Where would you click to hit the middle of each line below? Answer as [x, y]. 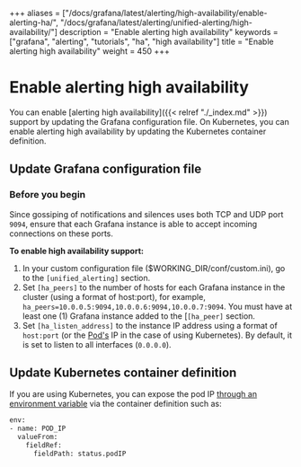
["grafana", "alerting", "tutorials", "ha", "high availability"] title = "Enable [142, 41]
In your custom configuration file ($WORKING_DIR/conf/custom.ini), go [154, 268]
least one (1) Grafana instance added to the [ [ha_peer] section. [139, 316]
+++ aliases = [35, 13]
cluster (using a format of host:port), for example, [114, 296]
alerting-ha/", [34, 22]
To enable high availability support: [76, 251]
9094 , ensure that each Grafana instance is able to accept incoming [133, 224]
